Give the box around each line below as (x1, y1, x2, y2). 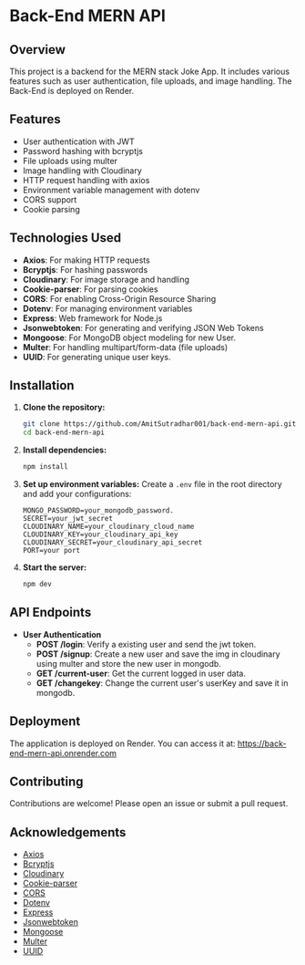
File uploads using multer (22, 155, 118, 166)
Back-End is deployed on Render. (9, 86, 135, 96)
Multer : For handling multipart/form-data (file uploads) (22, 341, 229, 352)
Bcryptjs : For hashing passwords (22, 264, 148, 275)
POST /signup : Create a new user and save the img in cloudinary (36, 649, 280, 659)
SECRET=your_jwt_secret (22, 514, 114, 524)
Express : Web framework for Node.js (22, 312, 163, 324)
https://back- (237, 738, 287, 749)
